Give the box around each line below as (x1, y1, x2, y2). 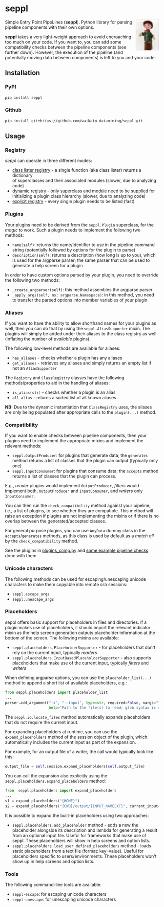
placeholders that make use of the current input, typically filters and (12, 660, 149, 666)
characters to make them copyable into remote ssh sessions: (5, 581, 128, 587)
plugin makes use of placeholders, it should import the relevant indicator (5, 624, 151, 630)
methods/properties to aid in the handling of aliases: (5, 380, 110, 385)
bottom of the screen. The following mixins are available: (5, 635, 119, 641)
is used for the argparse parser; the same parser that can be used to (12, 257, 150, 263)
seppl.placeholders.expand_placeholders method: (5, 778, 106, 784)
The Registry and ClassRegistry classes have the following (5, 375, 124, 381)
